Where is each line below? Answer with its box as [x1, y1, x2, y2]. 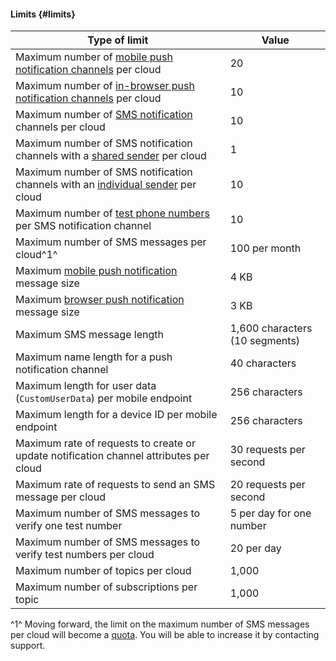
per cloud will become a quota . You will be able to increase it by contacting [10, 629, 320, 641]
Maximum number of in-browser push [15, 79, 195, 93]
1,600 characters [229, 321, 313, 335]
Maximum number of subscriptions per [15, 580, 198, 594]
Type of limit [87, 33, 149, 47]
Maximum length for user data [15, 379, 157, 393]
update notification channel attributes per [15, 449, 210, 463]
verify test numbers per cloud [15, 548, 155, 562]
